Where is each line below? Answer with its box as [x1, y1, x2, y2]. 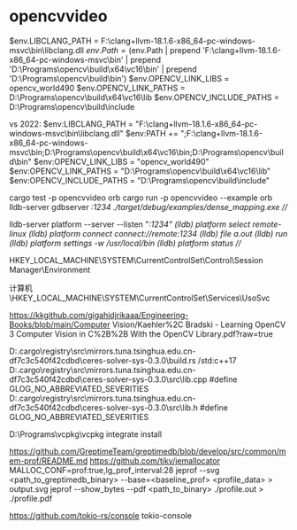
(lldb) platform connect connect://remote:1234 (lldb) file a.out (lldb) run [27, 228, 288, 238]
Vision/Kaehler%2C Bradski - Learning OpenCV [111, 319, 286, 330]
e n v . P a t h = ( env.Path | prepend [85, 44, 201, 55]
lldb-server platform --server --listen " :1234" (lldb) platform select [9, 219, 251, 230]
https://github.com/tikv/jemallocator [89, 455, 221, 466]
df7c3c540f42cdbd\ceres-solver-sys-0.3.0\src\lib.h [9, 401, 199, 413]
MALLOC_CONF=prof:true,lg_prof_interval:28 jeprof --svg [9, 464, 220, 475]
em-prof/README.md [9, 455, 88, 466]
